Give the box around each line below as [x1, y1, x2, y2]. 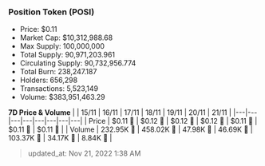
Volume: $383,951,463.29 [19, 93, 105, 102]
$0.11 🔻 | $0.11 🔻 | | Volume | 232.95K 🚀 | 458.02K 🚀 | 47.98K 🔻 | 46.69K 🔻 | [8, 125, 253, 134]
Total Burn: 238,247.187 [19, 67, 97, 77]
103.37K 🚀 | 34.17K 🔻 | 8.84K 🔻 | [8, 133, 113, 143]
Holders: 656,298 [19, 75, 78, 85]
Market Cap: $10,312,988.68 [19, 33, 113, 42]
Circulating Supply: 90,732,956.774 [19, 58, 136, 68]
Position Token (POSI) [8, 6, 95, 18]
